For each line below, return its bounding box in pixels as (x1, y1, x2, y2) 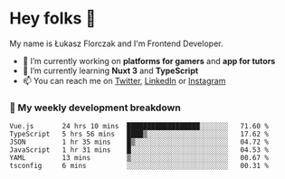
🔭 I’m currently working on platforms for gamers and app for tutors (22, 55, 276, 66)
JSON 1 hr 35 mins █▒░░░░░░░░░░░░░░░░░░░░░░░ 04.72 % (9, 137, 270, 147)
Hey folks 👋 (9, 8, 97, 29)
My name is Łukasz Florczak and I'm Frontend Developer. (9, 38, 223, 49)
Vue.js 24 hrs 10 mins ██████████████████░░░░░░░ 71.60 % (9, 122, 270, 131)
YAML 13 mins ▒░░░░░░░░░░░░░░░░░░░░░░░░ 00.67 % (9, 154, 270, 163)
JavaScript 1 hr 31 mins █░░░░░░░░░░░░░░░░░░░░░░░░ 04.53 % (9, 146, 270, 155)
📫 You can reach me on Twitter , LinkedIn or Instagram (22, 75, 226, 86)
